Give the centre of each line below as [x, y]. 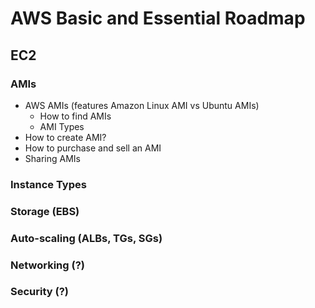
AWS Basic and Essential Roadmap [158, 18]
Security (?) [39, 292]
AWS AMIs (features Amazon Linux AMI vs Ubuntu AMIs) [142, 105]
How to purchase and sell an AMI [93, 148]
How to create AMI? [65, 137]
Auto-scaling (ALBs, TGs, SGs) [86, 238]
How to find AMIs [75, 116]
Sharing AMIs [52, 158]
